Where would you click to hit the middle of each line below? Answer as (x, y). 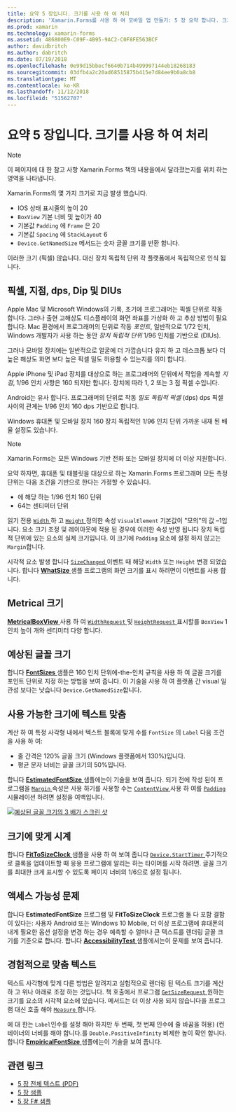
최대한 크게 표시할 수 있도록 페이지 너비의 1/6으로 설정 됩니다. (98, 872)
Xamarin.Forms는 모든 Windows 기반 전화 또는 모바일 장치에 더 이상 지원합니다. (117, 458)
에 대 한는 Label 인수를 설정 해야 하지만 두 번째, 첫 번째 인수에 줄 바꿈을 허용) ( (113, 1024)
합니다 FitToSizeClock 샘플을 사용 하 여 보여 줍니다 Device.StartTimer (106, 854)
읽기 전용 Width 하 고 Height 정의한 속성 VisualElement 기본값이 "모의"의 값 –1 (114, 520)
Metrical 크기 (36, 603)
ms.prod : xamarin (33, 27)
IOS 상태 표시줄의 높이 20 (53, 208)
